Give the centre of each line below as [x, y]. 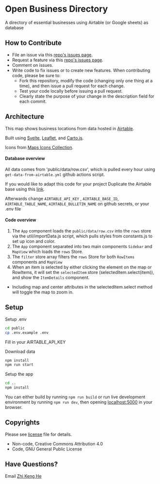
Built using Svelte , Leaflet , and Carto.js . [44, 138]
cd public [15, 328]
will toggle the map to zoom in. [43, 292]
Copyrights [22, 423]
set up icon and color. [34, 241]
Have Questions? [32, 464]
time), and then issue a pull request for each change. [72, 86]
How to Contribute [33, 43]
